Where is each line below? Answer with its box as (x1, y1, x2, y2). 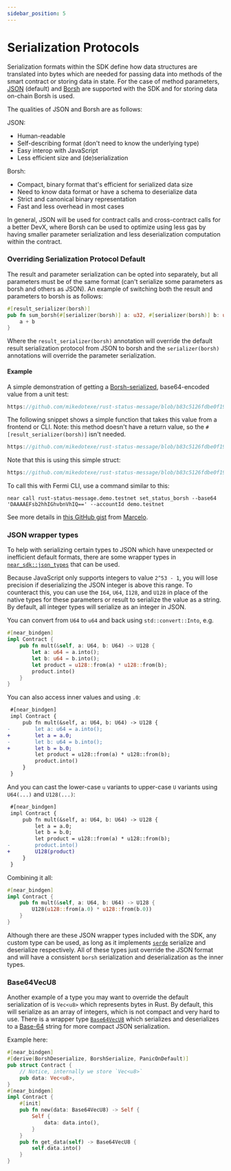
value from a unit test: (7, 390, 69, 398)
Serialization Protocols (7, 39, 140, 55)
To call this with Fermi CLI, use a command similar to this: (7, 482, 170, 490)
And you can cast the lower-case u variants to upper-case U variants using (7, 783, 218, 791)
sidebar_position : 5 (7, 10, 67, 17)
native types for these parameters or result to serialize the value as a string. (7, 595, 221, 604)
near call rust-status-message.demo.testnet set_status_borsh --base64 (7, 495, 217, 502)
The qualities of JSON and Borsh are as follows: (7, 105, 143, 113)
